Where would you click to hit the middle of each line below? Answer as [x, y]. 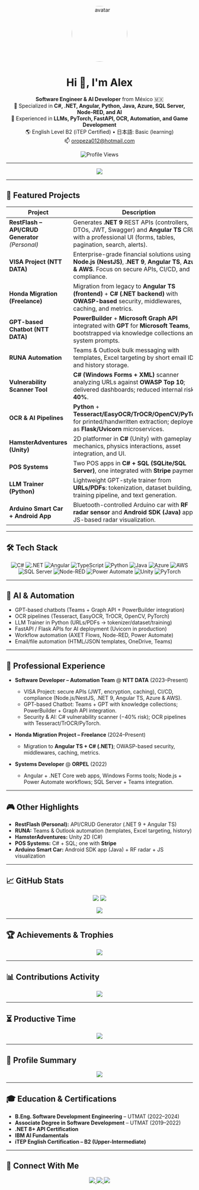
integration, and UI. [99, 453]
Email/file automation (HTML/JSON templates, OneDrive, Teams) [94, 642]
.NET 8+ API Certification [46, 1129]
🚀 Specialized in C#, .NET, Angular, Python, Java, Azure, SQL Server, [99, 106]
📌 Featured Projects [43, 195]
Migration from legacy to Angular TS [124, 286]
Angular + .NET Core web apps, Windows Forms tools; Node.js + [103, 775]
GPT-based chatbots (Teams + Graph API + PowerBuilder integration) [99, 610]
